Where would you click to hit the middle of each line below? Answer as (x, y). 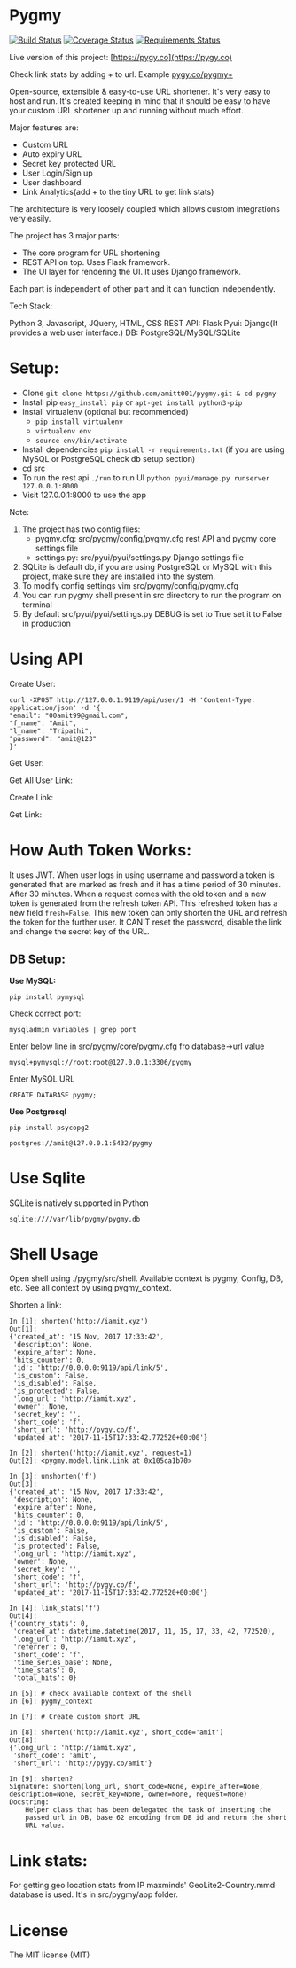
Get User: (27, 762)
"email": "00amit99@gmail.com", (69, 715)
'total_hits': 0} (45, 1678)
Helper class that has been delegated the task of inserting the (148, 1810)
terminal (37, 605)
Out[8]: (23, 1740)
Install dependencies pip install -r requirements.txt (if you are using (153, 449)
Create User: (32, 683)
